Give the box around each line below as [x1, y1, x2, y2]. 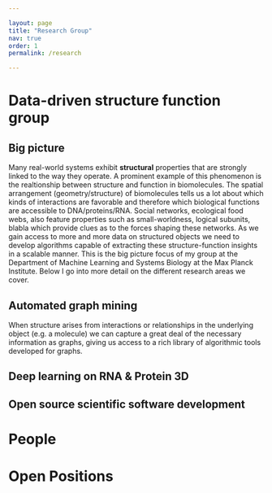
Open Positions [8, 467, 114, 486]
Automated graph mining [8, 299, 138, 312]
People [8, 430, 57, 448]
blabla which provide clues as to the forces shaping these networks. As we [8, 223, 259, 233]
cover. [8, 275, 30, 285]
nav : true [8, 34, 42, 42]
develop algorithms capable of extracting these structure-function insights [8, 241, 258, 251]
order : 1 [8, 41, 38, 50]
